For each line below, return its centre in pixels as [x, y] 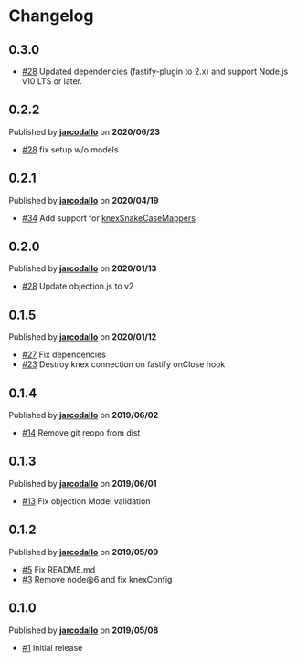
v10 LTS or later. [52, 81]
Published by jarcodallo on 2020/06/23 [85, 131]
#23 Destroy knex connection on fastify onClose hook [123, 364]
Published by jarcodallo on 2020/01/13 [83, 268]
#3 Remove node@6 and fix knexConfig [97, 579]
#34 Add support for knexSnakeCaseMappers [108, 218]
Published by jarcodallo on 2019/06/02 [84, 415]
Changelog [51, 16]
